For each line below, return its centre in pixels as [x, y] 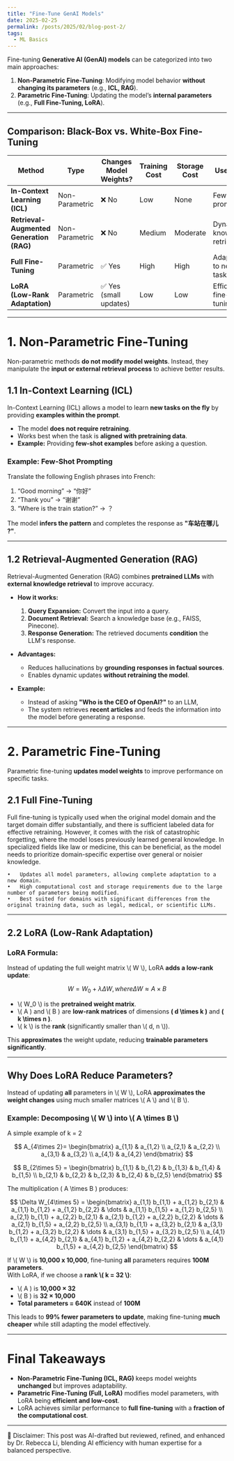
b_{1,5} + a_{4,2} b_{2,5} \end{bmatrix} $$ [117, 1247]
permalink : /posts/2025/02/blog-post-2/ [67, 27]
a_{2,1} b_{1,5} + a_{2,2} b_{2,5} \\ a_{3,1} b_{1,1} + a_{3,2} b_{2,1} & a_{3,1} [117, 1224]
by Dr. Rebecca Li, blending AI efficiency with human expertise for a [104, 1443]
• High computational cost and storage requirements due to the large [115, 887]
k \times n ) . [34, 1019]
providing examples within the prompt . [64, 415]
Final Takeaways [56, 1359]
